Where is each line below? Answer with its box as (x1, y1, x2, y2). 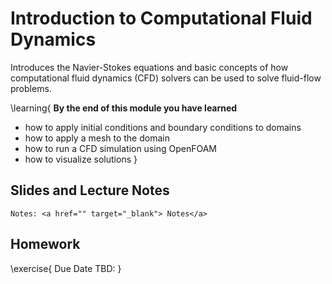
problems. (10, 82, 52, 94)
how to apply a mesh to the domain (24, 132, 170, 144)
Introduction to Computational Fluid (10, 7, 313, 30)
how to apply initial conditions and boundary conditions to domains (24, 121, 302, 133)
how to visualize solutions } (24, 153, 138, 165)
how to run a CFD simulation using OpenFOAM (24, 142, 217, 154)
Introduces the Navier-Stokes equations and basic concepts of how (10, 61, 289, 73)
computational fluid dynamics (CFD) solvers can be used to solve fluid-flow (10, 72, 322, 84)
